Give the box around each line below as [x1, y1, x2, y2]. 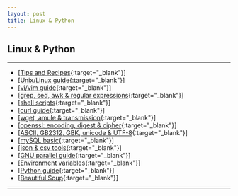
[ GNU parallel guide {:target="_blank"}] [17, 151, 131, 160]
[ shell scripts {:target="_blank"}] [17, 98, 111, 107]
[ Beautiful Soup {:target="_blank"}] [17, 174, 119, 183]
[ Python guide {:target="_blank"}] [17, 166, 115, 175]
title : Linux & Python [7, 17, 74, 24]
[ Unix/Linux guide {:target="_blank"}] [17, 76, 125, 85]
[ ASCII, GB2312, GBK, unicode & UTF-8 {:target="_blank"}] [17, 129, 188, 137]
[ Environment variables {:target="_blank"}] [17, 158, 141, 167]
